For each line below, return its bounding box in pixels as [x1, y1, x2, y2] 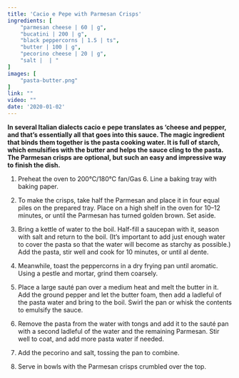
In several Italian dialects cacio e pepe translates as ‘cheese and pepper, [7, 123, 227, 131]
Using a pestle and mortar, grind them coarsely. [17, 269, 158, 277]
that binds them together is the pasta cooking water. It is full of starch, [7, 138, 220, 146]
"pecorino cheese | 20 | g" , [20, 51, 107, 58]
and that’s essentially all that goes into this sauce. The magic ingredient [7, 130, 225, 139]
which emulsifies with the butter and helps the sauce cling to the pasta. [7, 145, 223, 154]
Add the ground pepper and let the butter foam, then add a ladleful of [17, 290, 222, 299]
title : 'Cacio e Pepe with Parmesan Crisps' [7, 10, 142, 18]
